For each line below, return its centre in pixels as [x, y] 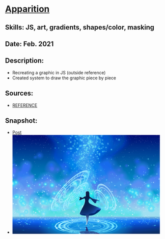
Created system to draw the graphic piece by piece [64, 78]
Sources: [19, 93]
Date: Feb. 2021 [29, 44]
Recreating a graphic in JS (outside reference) [59, 72]
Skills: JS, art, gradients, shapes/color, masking [80, 27]
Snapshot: [21, 120]
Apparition [27, 9]
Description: [25, 61]
